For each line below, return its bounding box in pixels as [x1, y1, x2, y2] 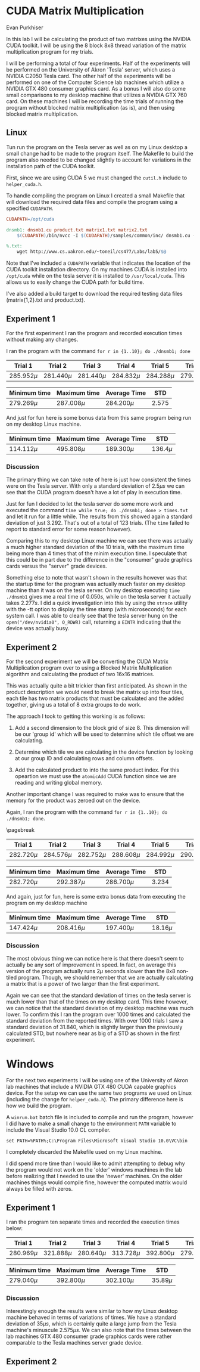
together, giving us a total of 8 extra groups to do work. [6, 701, 142, 708]
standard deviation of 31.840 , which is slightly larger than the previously [6, 1024, 183, 1031]
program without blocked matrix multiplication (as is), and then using [6, 104, 175, 111]
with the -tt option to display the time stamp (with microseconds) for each [6, 606, 187, 613]
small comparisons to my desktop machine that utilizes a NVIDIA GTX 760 [6, 91, 187, 98]
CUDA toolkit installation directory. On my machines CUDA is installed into [6, 266, 187, 273]
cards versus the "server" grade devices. [6, 562, 107, 570]
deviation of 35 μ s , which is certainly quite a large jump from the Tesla [6, 1320, 177, 1327]
